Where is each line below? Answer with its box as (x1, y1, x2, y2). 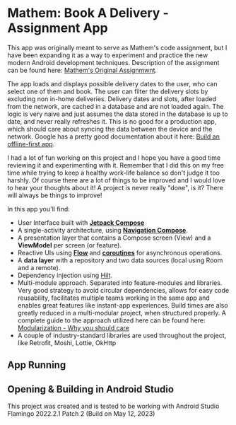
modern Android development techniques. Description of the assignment (7, 58, 220, 66)
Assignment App (7, 20, 108, 36)
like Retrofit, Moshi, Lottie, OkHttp (17, 338, 117, 347)
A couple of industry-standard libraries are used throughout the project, (17, 331, 227, 339)
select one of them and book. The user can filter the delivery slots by (7, 87, 208, 95)
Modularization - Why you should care (17, 323, 129, 332)
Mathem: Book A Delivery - (7, 5, 170, 21)
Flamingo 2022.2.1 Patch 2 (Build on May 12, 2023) (7, 409, 155, 418)
